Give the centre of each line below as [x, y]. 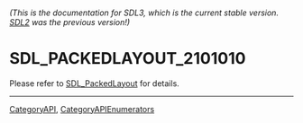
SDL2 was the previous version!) [70, 22]
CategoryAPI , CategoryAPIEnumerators [82, 109]
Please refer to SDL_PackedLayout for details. [95, 83]
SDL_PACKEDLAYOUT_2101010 [128, 58]
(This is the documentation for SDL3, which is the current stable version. [144, 13]
